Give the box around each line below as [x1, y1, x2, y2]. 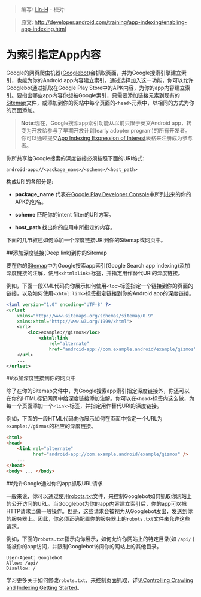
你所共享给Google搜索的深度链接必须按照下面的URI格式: [6, 154, 145, 161]
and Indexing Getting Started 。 [6, 584, 83, 591]
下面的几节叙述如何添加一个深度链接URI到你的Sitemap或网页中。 [6, 236, 166, 244]
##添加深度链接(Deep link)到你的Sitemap [6, 249, 108, 256]
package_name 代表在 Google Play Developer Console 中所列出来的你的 [14, 190, 191, 197]
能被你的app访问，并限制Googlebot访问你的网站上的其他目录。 [6, 542, 162, 550]
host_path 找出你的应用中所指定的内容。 [14, 223, 116, 230]
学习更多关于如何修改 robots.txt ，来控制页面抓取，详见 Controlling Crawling [6, 576, 193, 584]
